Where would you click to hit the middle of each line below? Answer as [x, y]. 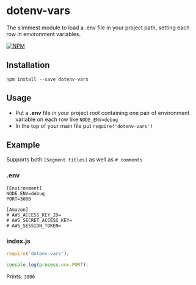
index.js [18, 241]
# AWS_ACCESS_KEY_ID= [34, 215]
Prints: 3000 [21, 276]
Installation [28, 65]
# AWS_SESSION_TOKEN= [34, 226]
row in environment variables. [44, 34]
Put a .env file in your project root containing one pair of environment [102, 113]
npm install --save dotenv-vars [47, 79]
